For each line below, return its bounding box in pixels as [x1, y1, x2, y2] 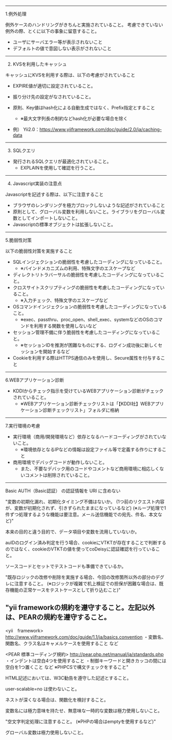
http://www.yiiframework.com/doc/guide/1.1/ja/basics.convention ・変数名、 [5, 633, 166, 640]
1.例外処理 [5, 11, 27, 17]
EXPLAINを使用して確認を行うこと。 [20, 165, 98, 171]
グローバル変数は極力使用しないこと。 [5, 729, 86, 735]
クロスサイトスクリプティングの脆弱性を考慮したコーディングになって [12, 285, 160, 290]
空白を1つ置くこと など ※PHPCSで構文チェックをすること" [5, 664, 129, 670]
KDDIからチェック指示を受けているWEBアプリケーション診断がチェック [12, 388, 164, 394]
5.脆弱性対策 [5, 237, 32, 243]
